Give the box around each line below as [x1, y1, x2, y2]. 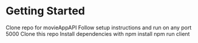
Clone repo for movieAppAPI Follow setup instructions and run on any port [5, 24, 192, 31]
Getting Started [5, 4, 86, 18]
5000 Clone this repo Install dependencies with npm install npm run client [5, 30, 190, 37]
